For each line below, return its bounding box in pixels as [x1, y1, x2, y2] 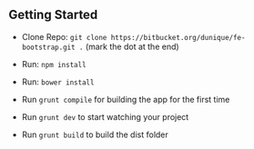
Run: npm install [21, 58, 87, 69]
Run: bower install [21, 76, 95, 87]
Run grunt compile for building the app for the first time [21, 94, 230, 104]
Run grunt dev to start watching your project [21, 111, 189, 122]
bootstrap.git [21, 43, 76, 52]
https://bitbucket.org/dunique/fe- [110, 33, 246, 42]
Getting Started [8, 7, 98, 23]
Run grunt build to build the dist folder [21, 129, 169, 140]
